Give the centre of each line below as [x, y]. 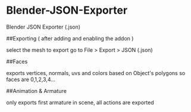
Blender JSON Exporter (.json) [43, 27]
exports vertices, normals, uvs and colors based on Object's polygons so [96, 73]
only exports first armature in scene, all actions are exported [80, 102]
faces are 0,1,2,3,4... [31, 79]
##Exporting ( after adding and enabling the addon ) [70, 38]
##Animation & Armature [37, 91]
